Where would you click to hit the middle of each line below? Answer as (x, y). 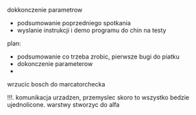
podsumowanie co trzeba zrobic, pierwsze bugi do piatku (98, 56)
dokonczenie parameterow (55, 64)
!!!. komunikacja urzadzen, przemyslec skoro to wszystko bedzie (98, 97)
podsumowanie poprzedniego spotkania (74, 23)
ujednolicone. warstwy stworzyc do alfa (63, 104)
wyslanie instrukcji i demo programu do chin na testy (91, 30)
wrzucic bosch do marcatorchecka (56, 84)
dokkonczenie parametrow (45, 10)
